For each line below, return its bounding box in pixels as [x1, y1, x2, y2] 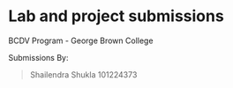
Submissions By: [8, 52, 69, 62]
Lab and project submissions [8, 6, 224, 26]
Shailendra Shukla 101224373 [29, 69, 138, 80]
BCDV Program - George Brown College [8, 35, 154, 46]
